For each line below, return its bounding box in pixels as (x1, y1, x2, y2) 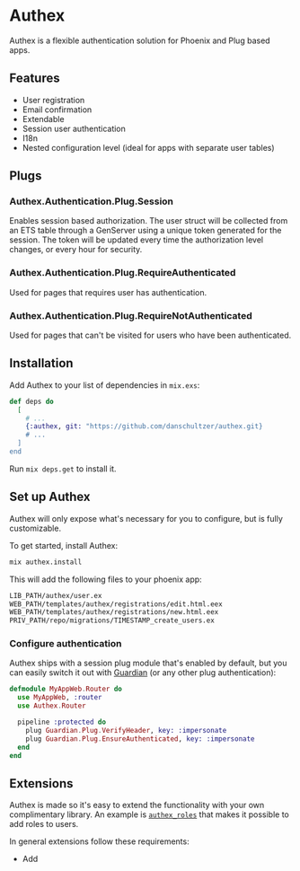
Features (9, 71, 60, 86)
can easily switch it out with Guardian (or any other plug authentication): (9, 667, 277, 678)
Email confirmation (22, 104, 93, 115)
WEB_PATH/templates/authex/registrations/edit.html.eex (9, 599, 223, 609)
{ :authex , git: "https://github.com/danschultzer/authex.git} (25, 422, 263, 431)
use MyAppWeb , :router (17, 693, 102, 702)
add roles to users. (9, 819, 79, 830)
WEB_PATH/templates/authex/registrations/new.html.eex (9, 608, 219, 617)
